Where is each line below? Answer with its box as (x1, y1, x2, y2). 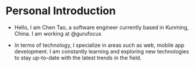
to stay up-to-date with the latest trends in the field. (14, 54, 142, 61)
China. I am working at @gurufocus (14, 30, 102, 37)
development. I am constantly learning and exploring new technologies (14, 47, 190, 55)
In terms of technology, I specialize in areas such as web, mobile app (14, 42, 185, 49)
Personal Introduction (5, 4, 116, 18)
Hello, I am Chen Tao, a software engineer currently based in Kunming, (14, 24, 189, 31)
